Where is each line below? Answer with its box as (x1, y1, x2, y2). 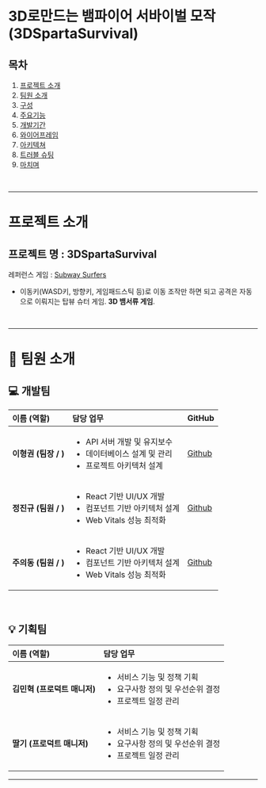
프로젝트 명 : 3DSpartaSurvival (8, 247, 157, 261)
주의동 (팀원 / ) (12, 557, 65, 568)
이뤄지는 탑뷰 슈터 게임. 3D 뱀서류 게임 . (34, 296, 156, 306)
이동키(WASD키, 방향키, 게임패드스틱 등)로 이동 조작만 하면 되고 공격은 (19, 287, 238, 296)
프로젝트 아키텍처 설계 (85, 461, 164, 471)
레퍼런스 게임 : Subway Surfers (8, 270, 107, 279)
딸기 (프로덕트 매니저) (12, 738, 89, 749)
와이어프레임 (19, 130, 59, 140)
